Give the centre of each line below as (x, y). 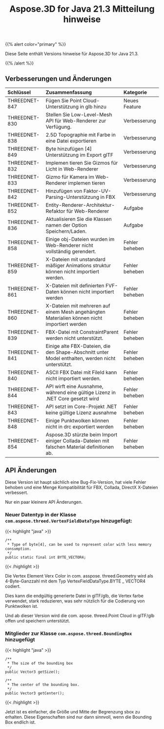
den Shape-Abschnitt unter (77, 352)
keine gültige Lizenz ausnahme (81, 413)
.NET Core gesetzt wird (72, 398)
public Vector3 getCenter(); (35, 693)
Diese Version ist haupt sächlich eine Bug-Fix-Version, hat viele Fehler (76, 482)
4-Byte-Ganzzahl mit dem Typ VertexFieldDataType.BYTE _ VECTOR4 (75, 581)
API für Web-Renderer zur (76, 121)
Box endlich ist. (20, 722)
